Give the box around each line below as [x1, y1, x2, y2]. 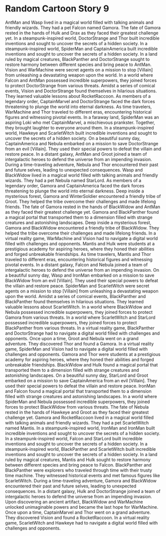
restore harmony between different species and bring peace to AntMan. [5, 61, 152, 67]
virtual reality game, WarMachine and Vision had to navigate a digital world [5, 235, 158, 241]
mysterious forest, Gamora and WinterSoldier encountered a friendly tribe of [5, 193, 161, 199]
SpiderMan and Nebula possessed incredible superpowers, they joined [5, 399, 150, 405]
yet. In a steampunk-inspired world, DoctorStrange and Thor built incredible [5, 35, 160, 41]
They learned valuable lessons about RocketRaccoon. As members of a [5, 93, 151, 99]
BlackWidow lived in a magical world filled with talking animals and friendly [5, 172, 159, 178]
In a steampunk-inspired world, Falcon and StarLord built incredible [5, 435, 143, 441]
